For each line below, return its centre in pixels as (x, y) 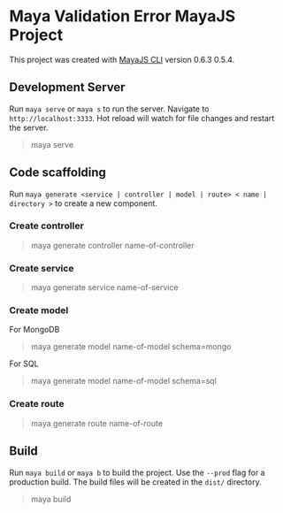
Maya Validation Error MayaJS (122, 16)
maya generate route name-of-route (97, 423)
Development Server (67, 87)
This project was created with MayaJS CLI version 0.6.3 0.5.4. (122, 59)
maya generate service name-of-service (104, 287)
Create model (39, 310)
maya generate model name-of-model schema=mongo (131, 347)
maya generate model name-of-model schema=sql (123, 381)
